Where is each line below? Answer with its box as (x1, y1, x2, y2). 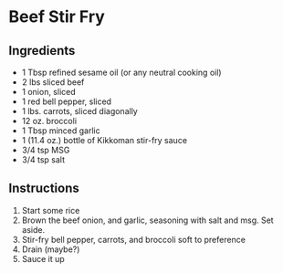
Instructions (8, 181, 79, 196)
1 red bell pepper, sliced (21, 96, 111, 107)
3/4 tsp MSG (21, 144, 70, 155)
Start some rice (21, 205, 80, 215)
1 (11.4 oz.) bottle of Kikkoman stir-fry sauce (21, 135, 188, 145)
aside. (21, 224, 46, 235)
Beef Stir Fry (8, 6, 106, 27)
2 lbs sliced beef (21, 77, 85, 88)
